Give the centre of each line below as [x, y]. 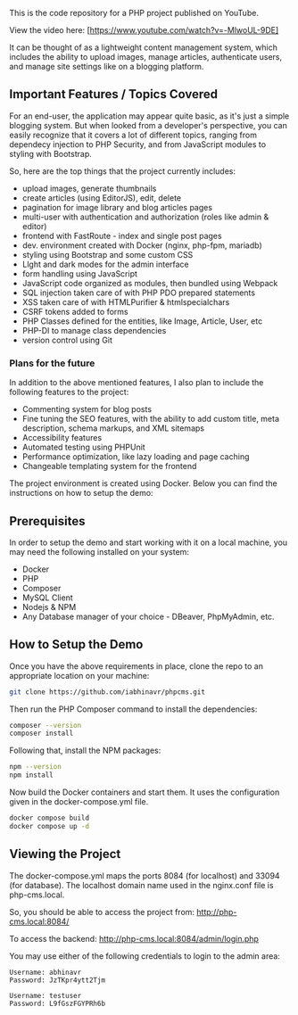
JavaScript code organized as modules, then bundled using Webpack [150, 283]
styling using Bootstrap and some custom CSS [108, 254]
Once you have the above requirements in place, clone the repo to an [136, 666]
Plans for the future [52, 363]
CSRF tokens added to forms [75, 311]
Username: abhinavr [46, 972]
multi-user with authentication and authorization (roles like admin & [145, 217]
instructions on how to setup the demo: [81, 493]
